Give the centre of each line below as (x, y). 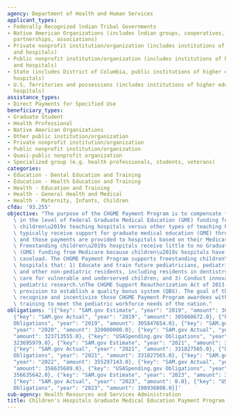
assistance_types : (34, 98)
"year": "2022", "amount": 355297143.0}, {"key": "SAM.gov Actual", (114, 362)
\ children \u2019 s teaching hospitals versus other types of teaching (118, 226)
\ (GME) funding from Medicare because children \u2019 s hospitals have (119, 253)
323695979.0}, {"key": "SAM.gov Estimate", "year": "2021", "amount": (118, 343)
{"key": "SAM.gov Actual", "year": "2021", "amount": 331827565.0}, (114, 349)
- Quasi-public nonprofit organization (65, 156)
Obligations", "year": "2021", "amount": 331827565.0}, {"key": (108, 356)
